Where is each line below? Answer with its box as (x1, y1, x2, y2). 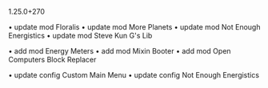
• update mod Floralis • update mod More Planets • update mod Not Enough (8, 22, 261, 31)
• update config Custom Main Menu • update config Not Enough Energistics (8, 70, 260, 79)
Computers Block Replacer (8, 55, 97, 64)
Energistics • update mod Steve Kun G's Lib (8, 31, 153, 40)
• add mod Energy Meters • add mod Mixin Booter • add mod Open (8, 46, 231, 55)
